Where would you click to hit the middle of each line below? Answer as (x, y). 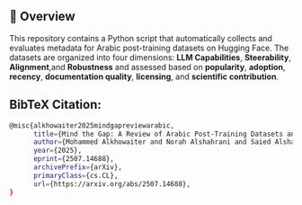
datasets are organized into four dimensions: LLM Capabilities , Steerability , (151, 57)
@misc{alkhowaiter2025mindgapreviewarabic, (92, 125)
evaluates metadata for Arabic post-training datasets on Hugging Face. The (149, 48)
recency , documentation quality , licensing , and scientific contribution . (144, 76)
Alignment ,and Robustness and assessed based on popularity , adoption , (147, 67)
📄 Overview (42, 17)
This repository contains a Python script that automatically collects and (141, 38)
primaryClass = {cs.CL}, (75, 175)
